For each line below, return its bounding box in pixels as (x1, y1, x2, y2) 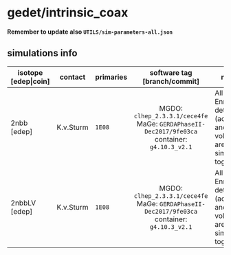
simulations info (7, 47, 78, 59)
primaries (95, 72, 128, 82)
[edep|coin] (10, 76, 50, 86)
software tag (149, 67, 192, 77)
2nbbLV (10, 198, 36, 208)
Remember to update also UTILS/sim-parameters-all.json (7, 27, 173, 36)
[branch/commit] (142, 76, 200, 86)
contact (59, 72, 86, 82)
